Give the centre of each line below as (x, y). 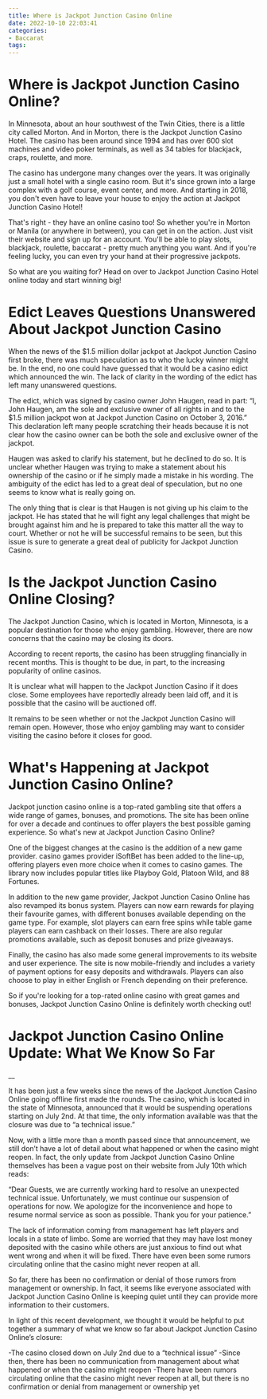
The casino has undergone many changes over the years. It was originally (129, 173)
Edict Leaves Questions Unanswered (132, 312)
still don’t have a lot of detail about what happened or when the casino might (133, 1148)
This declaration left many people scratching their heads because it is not (128, 426)
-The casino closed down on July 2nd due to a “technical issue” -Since (124, 1353)
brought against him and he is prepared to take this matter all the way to (126, 525)
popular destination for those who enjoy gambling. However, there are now (130, 630)
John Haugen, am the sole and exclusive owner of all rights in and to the (126, 409)
